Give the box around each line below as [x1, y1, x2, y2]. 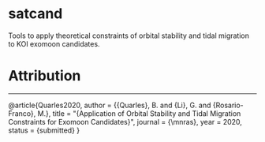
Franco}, [8, 108, 36, 118]
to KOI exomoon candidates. [8, 39, 100, 48]
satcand [8, 5, 63, 23]
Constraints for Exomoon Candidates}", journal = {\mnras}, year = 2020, [8, 117, 243, 126]
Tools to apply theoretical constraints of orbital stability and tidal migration [8, 31, 250, 40]
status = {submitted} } [8, 125, 80, 135]
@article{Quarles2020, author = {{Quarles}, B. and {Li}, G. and [8, 100, 211, 110]
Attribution [8, 67, 81, 85]
